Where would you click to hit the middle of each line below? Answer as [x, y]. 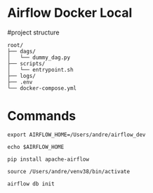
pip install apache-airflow [48, 159]
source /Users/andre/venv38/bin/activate [69, 171]
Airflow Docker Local [70, 13]
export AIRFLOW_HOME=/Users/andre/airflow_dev [76, 135]
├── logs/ [22, 76]
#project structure [33, 32]
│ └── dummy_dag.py [39, 58]
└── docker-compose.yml [42, 88]
